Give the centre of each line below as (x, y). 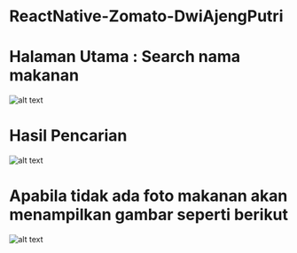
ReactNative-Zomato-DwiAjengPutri (146, 16)
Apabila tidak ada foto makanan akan (148, 196)
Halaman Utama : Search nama (125, 57)
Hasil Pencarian (68, 136)
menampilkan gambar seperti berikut (149, 215)
